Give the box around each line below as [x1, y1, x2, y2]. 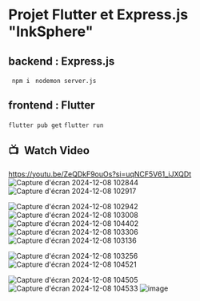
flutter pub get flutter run [8, 121, 104, 129]
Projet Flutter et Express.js [8, 6, 189, 24]
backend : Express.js [8, 54, 115, 68]
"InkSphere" [8, 22, 94, 41]
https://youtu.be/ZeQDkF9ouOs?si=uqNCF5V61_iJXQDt [8, 169, 192, 179]
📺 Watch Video [8, 144, 90, 157]
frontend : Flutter [8, 98, 95, 113]
